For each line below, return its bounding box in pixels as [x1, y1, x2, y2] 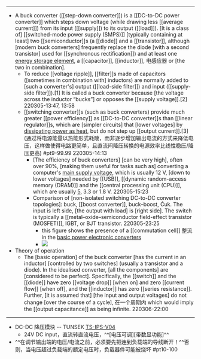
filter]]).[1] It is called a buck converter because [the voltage [35, 89, 184, 96]
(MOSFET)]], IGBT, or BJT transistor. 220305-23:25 [32, 220, 160, 227]
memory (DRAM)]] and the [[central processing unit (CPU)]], [32, 182, 182, 188]
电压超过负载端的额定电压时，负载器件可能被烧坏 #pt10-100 [31, 346, 178, 353]
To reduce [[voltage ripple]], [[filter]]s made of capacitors [23, 70, 166, 77]
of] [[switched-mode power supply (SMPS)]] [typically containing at [14, 31, 183, 38]
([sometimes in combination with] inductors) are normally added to [23, 77, 188, 84]
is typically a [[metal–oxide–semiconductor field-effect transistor [32, 214, 193, 220]
